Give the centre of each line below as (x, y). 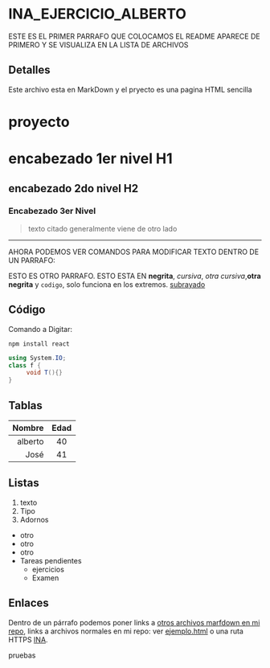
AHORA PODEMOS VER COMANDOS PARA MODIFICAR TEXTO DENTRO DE (134, 252)
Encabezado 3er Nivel (52, 211)
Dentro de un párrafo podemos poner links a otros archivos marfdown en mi (134, 622)
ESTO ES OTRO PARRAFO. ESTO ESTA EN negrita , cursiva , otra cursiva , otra (135, 276)
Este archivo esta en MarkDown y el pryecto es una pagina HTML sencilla (130, 89)
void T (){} (44, 373)
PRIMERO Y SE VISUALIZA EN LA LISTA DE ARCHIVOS (98, 44)
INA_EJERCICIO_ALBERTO (98, 14)
